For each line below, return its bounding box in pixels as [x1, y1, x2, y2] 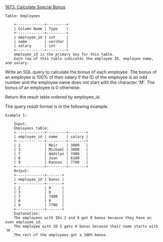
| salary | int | [14, 43, 69, 48]
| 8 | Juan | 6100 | [14, 156, 89, 161]
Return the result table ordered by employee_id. [5, 94, 101, 100]
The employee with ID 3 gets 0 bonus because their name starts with [14, 224, 159, 229]
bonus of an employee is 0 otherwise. [5, 85, 81, 90]
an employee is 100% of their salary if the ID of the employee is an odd [5, 74, 147, 80]
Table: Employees [5, 14, 41, 19]
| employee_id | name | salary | [14, 134, 89, 139]
